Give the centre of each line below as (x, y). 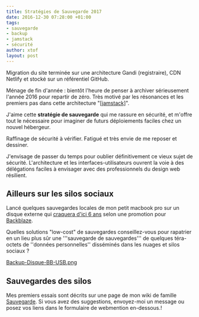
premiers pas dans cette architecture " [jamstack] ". (68, 103)
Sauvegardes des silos (49, 281)
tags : (13, 23)
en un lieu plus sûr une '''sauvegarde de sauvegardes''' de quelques (90, 238)
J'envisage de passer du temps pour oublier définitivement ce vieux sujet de (99, 156)
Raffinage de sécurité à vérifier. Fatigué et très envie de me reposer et (92, 138)
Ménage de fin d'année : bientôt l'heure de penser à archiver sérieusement (98, 90)
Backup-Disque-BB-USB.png (42, 262)
